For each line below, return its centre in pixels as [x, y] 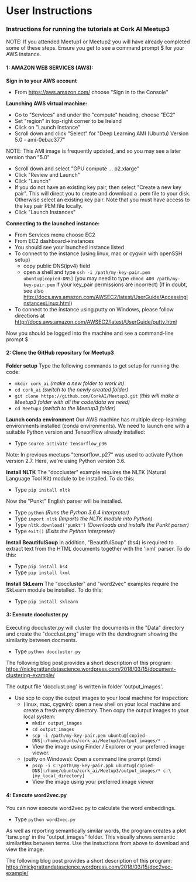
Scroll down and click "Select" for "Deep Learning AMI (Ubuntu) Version [102, 133]
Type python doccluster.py [47, 651]
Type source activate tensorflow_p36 [61, 443]
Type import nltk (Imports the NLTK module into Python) [84, 519]
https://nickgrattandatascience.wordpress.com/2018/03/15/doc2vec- [90, 867]
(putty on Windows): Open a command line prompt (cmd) [92, 759]
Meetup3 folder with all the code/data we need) [72, 401]
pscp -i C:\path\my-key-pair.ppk [73, 766]
